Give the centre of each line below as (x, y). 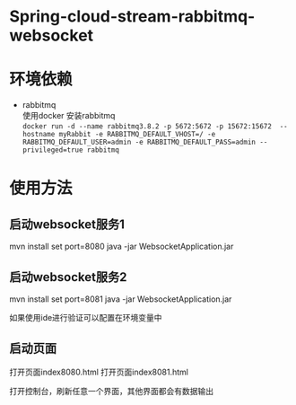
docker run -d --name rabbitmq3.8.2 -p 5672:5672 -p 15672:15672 (147, 127)
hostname (39, 135)
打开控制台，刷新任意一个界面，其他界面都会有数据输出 (111, 391)
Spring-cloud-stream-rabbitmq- (132, 17)
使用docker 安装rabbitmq (69, 116)
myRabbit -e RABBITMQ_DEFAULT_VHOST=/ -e (137, 135)
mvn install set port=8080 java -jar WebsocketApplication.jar (122, 247)
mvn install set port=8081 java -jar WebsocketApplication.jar (121, 299)
